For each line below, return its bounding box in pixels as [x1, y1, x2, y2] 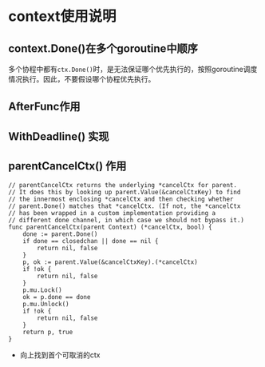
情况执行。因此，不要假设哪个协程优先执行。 [8, 74, 156, 84]
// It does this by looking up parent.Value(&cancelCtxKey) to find [8, 188, 241, 196]
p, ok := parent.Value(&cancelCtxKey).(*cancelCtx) [22, 257, 198, 266]
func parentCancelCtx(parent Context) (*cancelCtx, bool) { [8, 223, 213, 231]
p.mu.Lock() [22, 285, 62, 294]
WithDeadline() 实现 [8, 130, 109, 143]
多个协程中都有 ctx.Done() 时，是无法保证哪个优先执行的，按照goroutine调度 [8, 65, 258, 74]
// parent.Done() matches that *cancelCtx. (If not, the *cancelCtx [8, 201, 241, 210]
